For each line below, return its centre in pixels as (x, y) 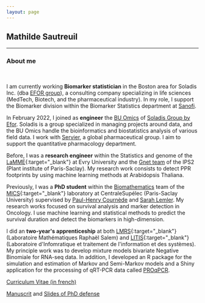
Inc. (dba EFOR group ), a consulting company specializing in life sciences (99, 93)
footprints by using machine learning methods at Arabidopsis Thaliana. (95, 175)
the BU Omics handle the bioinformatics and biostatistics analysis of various (102, 130)
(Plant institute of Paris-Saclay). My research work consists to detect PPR (99, 168)
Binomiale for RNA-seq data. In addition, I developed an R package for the (99, 257)
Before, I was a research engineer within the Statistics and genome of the (99, 155)
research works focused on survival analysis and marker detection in (93, 206)
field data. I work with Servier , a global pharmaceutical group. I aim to (94, 137)
